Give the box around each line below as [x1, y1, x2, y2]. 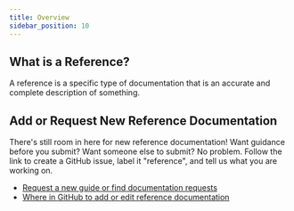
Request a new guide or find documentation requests [21, 183, 218, 193]
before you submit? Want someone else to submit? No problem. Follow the [9, 146, 282, 157]
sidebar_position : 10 [9, 21, 90, 30]
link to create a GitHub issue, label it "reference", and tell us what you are [9, 156, 278, 166]
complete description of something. [9, 87, 141, 98]
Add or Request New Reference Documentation [9, 113, 278, 128]
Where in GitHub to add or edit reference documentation [21, 192, 230, 203]
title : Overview [9, 12, 69, 22]
